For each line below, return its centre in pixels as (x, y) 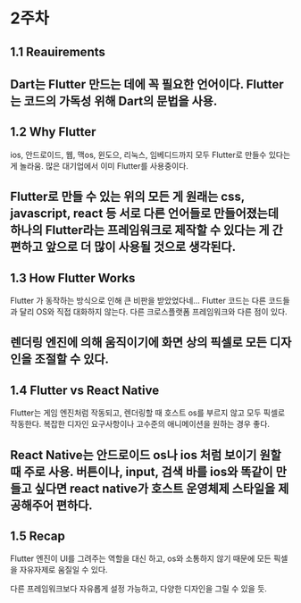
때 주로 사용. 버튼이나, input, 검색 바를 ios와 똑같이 (142, 471)
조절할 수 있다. (72, 360)
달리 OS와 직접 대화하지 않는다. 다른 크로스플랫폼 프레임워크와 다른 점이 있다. (154, 311)
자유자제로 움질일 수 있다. (63, 570)
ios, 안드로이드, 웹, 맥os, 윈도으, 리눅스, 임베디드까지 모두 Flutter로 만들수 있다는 (150, 155)
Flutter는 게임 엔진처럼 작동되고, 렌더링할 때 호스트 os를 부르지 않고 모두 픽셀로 (147, 413)
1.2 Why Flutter (53, 132)
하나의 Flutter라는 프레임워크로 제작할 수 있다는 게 (140, 230)
